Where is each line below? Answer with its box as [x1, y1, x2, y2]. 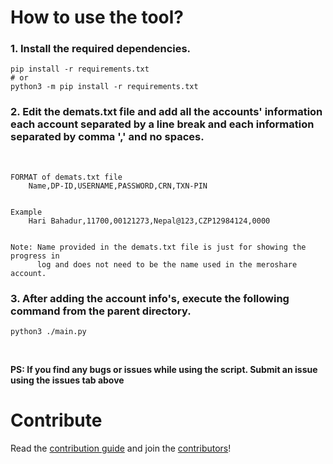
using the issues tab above [10, 374, 125, 386]
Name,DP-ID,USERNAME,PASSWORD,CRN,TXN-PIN [28, 181, 208, 191]
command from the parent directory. [10, 304, 192, 318]
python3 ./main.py [10, 327, 87, 337]
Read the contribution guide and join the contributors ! [10, 442, 232, 455]
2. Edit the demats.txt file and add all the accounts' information [10, 105, 323, 119]
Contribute [10, 409, 103, 432]
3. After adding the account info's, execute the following [10, 291, 290, 305]
